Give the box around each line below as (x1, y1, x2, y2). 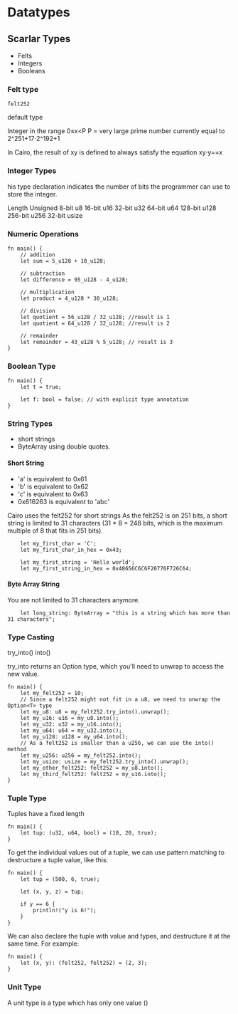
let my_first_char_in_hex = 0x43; (20, 546, 122, 553)
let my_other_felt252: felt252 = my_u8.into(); (20, 765, 163, 772)
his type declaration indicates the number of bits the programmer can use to (7, 182, 231, 191)
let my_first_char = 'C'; (20, 540, 97, 547)
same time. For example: (7, 939, 80, 948)
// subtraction (20, 270, 65, 277)
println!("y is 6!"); (33, 907, 97, 914)
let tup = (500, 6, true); (20, 876, 100, 883)
